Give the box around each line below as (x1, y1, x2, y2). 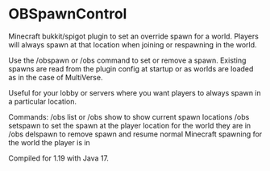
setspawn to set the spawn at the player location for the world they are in (8, 120, 251, 130)
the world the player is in (8, 137, 90, 147)
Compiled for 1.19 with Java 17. (8, 153, 109, 163)
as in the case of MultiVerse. (8, 72, 103, 82)
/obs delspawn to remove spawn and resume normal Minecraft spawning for (8, 129, 263, 139)
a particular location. (8, 96, 77, 106)
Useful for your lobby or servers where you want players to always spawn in (8, 88, 262, 97)
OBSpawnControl (8, 5, 127, 23)
